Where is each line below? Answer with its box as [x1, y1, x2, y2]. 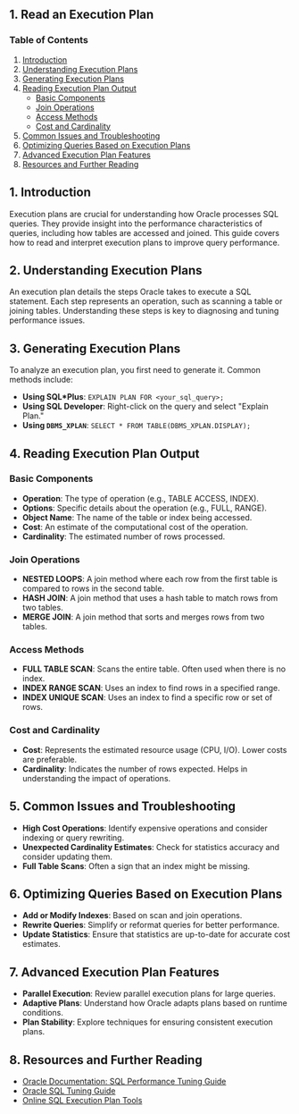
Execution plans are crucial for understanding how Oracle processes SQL [9, 208, 279, 219]
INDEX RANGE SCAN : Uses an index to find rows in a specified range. [21, 683, 281, 694]
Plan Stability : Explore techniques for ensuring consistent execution [21, 1017, 274, 1027]
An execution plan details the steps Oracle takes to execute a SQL [9, 286, 252, 298]
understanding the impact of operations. [21, 772, 171, 783]
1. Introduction [9, 185, 91, 200]
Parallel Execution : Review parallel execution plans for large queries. [21, 988, 276, 1000]
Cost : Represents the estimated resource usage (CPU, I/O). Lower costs [21, 744, 287, 755]
